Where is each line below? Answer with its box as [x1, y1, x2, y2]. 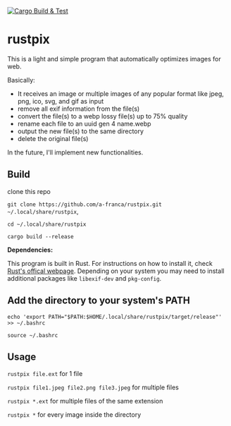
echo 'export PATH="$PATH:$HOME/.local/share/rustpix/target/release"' [7, 313, 222, 320]
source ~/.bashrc [7, 331, 58, 339]
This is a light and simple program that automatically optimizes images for [7, 54, 221, 63]
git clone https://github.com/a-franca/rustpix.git [7, 201, 162, 208]
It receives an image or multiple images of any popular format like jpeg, [17, 89, 224, 98]
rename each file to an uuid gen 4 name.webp [17, 119, 151, 128]
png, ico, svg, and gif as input [17, 97, 104, 105]
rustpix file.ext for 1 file [7, 370, 83, 378]
